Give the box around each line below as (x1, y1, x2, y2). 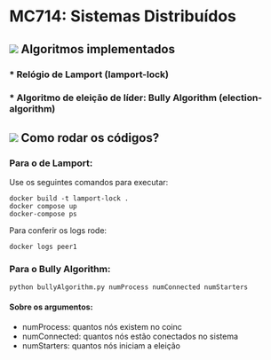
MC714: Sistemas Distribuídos (9, 6, 237, 27)
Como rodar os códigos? (20, 130, 160, 145)
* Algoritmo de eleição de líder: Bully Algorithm (9, 91, 218, 104)
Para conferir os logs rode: (9, 225, 108, 236)
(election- (219, 91, 263, 104)
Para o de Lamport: (9, 157, 93, 169)
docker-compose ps (9, 210, 77, 219)
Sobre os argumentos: (9, 301, 93, 312)
